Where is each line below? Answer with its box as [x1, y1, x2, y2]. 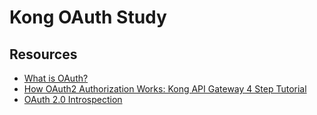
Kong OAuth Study [9, 6, 167, 29]
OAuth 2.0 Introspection [23, 94, 123, 105]
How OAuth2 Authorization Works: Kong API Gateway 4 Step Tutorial [23, 83, 307, 95]
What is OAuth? [23, 72, 89, 84]
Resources [9, 46, 78, 63]
